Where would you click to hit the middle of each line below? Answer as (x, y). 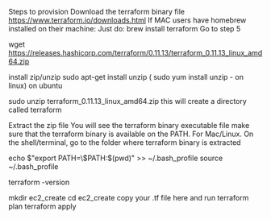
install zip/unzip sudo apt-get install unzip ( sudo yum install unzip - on (126, 77)
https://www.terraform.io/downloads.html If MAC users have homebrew (127, 20)
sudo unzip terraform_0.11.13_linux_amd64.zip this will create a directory (128, 101)
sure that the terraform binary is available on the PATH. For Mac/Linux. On (131, 134)
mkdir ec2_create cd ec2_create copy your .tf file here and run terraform (129, 198)
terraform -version (39, 182)
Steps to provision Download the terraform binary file (97, 12)
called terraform (35, 109)
